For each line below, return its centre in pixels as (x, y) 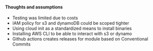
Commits (21, 44)
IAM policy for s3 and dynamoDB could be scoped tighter (71, 23)
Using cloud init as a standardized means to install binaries (72, 28)
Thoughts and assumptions (34, 7)
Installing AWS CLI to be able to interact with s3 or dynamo (72, 34)
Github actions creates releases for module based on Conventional (80, 39)
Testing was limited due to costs (45, 18)
